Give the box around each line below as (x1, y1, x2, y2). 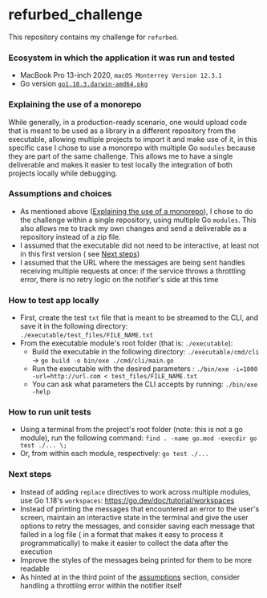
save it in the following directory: (19, 321, 128, 331)
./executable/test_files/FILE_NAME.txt (19, 331, 154, 340)
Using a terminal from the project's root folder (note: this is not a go (19, 425, 243, 434)
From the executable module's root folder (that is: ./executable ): (19, 338, 233, 348)
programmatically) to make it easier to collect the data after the (19, 538, 229, 547)
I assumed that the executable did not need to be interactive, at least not (19, 240, 260, 250)
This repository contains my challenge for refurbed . (8, 32, 179, 42)
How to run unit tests (8, 406, 91, 418)
